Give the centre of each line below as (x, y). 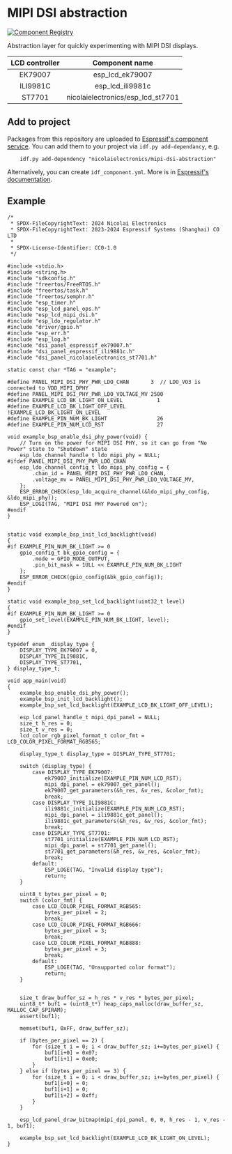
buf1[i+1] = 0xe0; (71, 1059)
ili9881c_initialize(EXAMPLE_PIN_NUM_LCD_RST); (115, 809)
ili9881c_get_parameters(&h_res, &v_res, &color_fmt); (126, 821)
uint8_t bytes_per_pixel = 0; (64, 894)
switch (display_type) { (56, 766)
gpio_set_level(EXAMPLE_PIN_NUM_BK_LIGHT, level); (95, 620)
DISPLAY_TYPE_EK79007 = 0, (59, 650)
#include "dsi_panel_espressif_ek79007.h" (70, 345)
